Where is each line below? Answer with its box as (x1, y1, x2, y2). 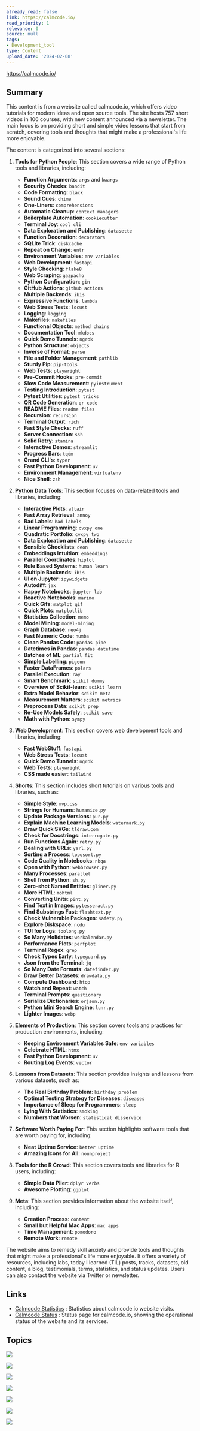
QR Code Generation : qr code (23, 399, 98, 406)
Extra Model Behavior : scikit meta (23, 690, 111, 697)
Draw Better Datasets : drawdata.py (23, 972, 110, 979)
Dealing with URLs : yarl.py (23, 845, 92, 852)
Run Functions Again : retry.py (23, 838, 101, 845)
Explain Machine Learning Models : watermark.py (23, 819, 145, 826)
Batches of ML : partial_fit (23, 652, 93, 659)
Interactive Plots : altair (23, 505, 85, 513)
